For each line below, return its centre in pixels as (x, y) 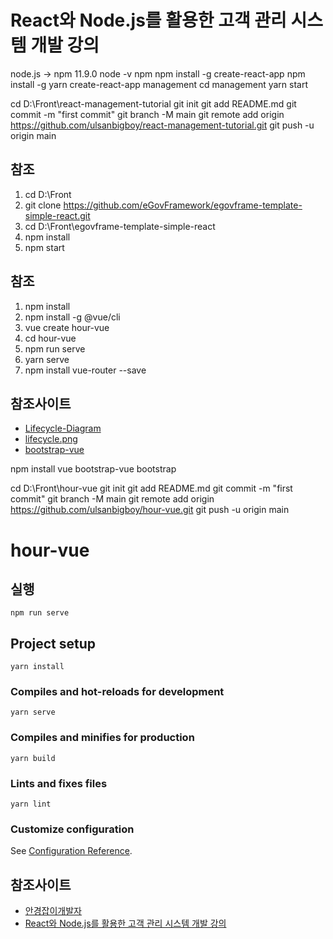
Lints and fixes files (59, 783)
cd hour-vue (50, 338)
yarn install (37, 667)
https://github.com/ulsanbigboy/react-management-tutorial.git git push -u (162, 125)
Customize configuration (72, 829)
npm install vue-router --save (85, 370)
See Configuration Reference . (71, 851)
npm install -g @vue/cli (72, 317)
